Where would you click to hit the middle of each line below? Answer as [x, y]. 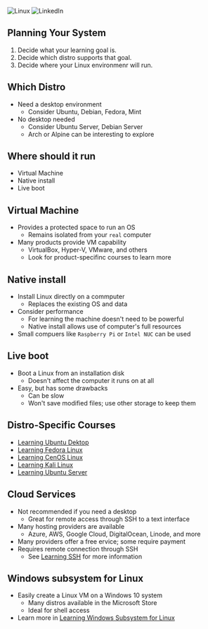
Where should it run [52, 156]
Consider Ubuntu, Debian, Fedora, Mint [85, 111]
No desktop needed [46, 119]
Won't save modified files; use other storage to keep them [112, 403]
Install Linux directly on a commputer [71, 297]
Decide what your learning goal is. [67, 50]
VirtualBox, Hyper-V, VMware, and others [87, 250]
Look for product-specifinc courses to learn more [99, 257]
